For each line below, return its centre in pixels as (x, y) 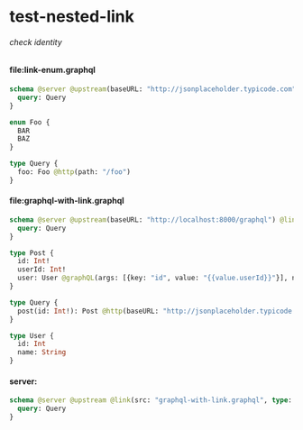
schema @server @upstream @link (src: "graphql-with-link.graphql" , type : (151, 400)
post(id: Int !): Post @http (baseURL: (88, 311)
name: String (42, 352)
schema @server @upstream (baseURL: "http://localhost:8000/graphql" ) (143, 220)
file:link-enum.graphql (53, 70)
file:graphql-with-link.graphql (67, 201)
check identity (36, 41)
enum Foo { (30, 122)
